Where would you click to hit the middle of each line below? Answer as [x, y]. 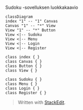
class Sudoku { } [24, 79]
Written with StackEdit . [42, 102]
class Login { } [22, 89]
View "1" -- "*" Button [31, 30]
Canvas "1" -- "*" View [31, 26]
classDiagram [19, 17]
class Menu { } [21, 84]
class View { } [21, 71]
